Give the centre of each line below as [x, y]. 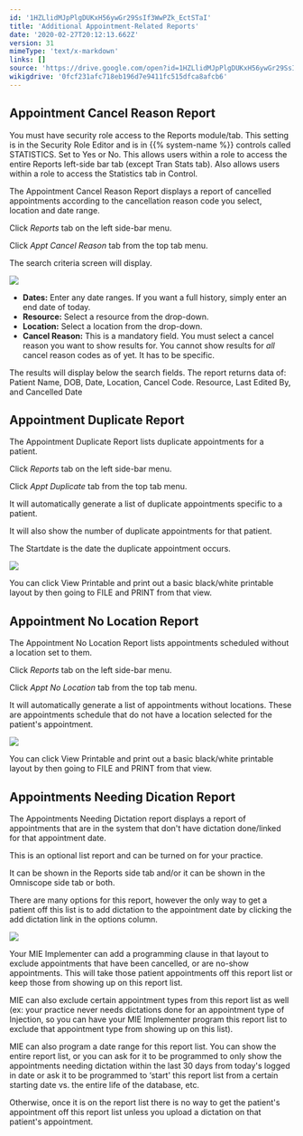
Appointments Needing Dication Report [123, 797]
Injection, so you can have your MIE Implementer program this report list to [148, 1019]
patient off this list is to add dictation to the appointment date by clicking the [151, 909]
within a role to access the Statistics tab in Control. [104, 174]
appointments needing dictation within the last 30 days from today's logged [150, 1065]
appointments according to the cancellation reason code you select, [136, 201]
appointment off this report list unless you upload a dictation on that [135, 1112]
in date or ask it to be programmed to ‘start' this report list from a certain [144, 1075]
